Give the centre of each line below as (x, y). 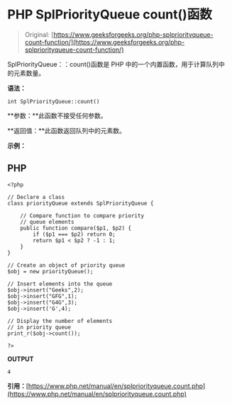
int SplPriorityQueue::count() (54, 101)
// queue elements (47, 222)
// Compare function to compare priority (82, 216)
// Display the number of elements (60, 321)
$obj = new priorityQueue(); (50, 271)
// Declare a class (36, 197)
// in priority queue (39, 327)
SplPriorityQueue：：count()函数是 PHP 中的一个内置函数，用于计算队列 (113, 64)
